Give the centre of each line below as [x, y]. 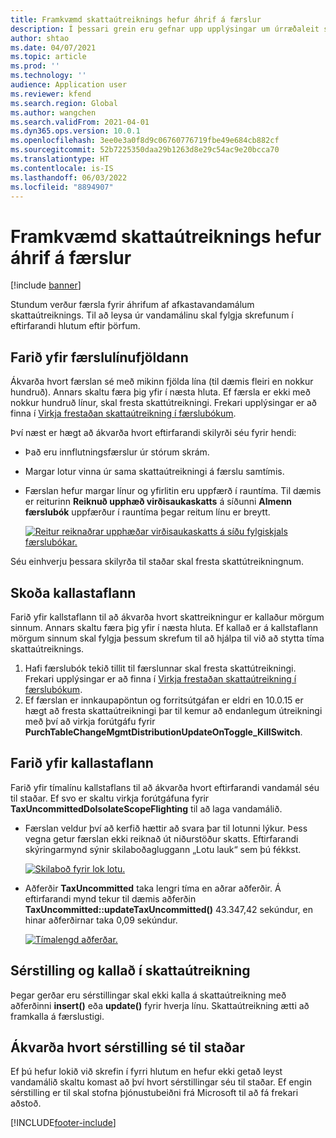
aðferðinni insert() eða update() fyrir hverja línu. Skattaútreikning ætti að [160, 1005]
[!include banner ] [46, 285]
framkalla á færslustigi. [57, 1016]
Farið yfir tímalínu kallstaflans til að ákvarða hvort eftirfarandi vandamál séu [165, 787]
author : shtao [40, 38]
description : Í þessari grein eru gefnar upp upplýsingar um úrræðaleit [165, 29]
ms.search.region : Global [64, 103]
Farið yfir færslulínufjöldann [99, 357]
